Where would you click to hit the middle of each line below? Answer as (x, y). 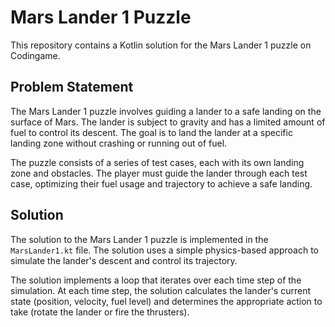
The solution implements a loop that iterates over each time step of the (156, 280)
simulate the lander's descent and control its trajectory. (124, 260)
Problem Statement (72, 87)
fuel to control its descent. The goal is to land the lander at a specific (151, 132)
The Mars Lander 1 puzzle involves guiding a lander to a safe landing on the (166, 111)
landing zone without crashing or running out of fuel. (119, 143)
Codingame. (35, 55)
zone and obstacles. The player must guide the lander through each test (159, 173)
